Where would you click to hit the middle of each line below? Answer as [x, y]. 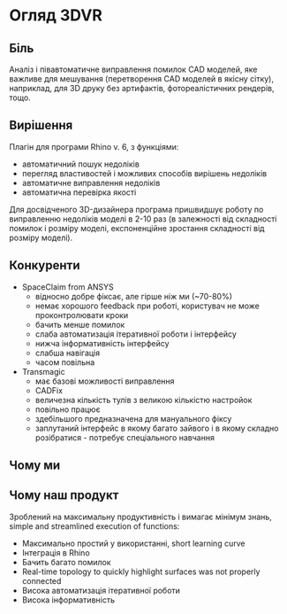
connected [42, 580]
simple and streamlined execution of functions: [94, 526]
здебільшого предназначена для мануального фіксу [133, 418]
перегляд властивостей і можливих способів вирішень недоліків [144, 173]
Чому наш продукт [64, 496]
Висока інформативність [68, 600]
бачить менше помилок [80, 324]
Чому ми [35, 466]
